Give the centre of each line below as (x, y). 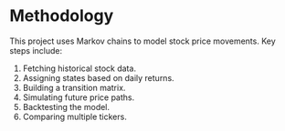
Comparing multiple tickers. (75, 116)
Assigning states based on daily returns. (99, 77)
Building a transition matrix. (74, 87)
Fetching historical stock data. (79, 68)
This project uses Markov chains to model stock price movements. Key (142, 41)
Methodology (62, 16)
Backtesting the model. (66, 106)
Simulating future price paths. (79, 97)
